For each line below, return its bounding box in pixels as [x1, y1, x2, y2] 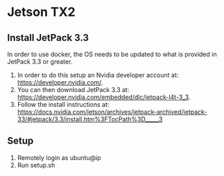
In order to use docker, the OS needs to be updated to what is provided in [7, 50, 217, 58]
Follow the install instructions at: [17, 100, 110, 108]
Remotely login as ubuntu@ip [17, 153, 102, 161]
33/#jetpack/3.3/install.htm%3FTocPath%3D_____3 [17, 115, 163, 123]
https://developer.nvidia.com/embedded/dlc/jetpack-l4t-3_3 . [17, 93, 191, 101]
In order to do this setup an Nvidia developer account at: [17, 71, 179, 79]
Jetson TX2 [7, 4, 76, 20]
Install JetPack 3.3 [7, 32, 89, 44]
